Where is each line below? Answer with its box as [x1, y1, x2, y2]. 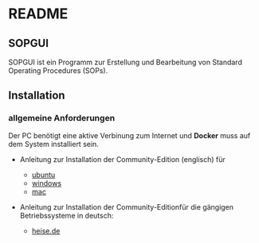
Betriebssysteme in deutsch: [19, 210, 114, 220]
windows [31, 178, 62, 187]
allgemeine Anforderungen [8, 113, 116, 124]
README [8, 5, 69, 23]
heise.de [31, 226, 61, 235]
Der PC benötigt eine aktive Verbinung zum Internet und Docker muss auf [8, 130, 251, 140]
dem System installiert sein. [8, 139, 100, 148]
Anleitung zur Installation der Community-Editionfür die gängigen [19, 202, 233, 211]
